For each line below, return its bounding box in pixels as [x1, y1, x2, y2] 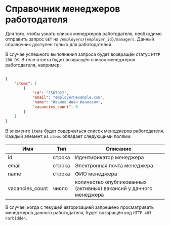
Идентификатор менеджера [75, 154, 144, 161]
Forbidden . [5, 215, 27, 221]
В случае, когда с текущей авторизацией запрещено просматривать [5, 204, 154, 210]
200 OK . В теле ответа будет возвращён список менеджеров [5, 56, 136, 62]
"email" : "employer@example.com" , [32, 95, 105, 100]
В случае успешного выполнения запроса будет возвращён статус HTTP [5, 51, 160, 57]
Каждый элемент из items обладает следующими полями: [5, 133, 132, 139]
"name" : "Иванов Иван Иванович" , [32, 100, 103, 105]
